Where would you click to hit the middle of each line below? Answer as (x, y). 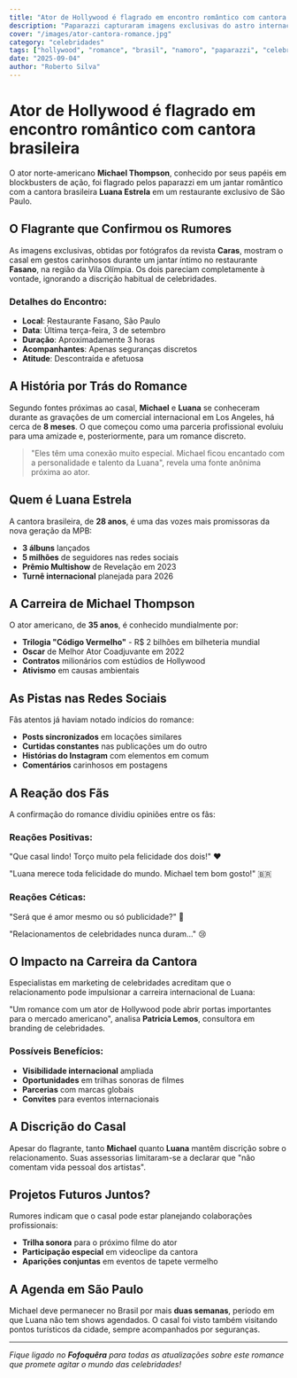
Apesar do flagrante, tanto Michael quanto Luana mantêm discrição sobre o (148, 1148)
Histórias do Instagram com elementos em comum (115, 756)
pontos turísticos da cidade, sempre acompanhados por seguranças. (135, 1329)
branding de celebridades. (57, 1028)
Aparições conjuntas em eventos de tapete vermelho (120, 1261)
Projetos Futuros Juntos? (80, 1194)
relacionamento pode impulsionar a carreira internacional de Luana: (132, 993)
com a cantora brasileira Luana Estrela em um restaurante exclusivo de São (147, 191)
